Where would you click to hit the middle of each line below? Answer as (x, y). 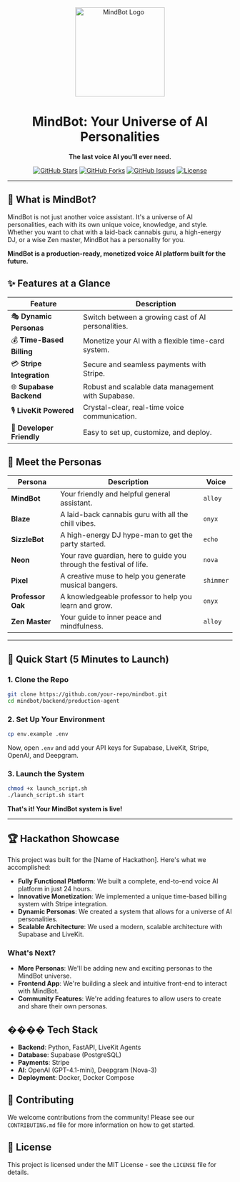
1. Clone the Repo (38, 679)
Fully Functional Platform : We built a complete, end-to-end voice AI (118, 881)
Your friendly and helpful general (115, 494)
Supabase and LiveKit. (51, 934)
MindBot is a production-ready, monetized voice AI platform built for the (117, 254)
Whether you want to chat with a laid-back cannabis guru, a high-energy (114, 232)
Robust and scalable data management (149, 386)
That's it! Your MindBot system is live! (65, 809)
